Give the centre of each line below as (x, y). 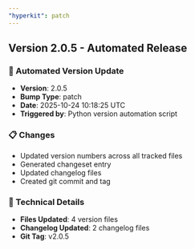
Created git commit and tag (65, 181)
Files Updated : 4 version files (69, 219)
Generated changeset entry (65, 164)
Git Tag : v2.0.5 (45, 236)
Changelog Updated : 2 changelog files (85, 227)
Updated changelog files (61, 172)
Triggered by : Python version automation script (99, 114)
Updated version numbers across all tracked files (101, 155)
